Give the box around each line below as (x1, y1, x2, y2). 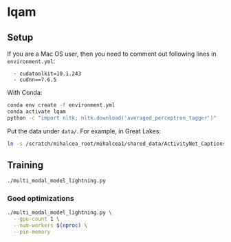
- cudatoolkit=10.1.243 (13, 70, 81, 77)
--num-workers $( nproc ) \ (13, 222, 88, 229)
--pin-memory (13, 228, 51, 236)
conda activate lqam (7, 108, 67, 115)
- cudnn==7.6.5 (13, 76, 57, 83)
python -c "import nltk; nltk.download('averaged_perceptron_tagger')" (7, 114, 217, 121)
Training (7, 159, 44, 170)
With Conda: (7, 89, 43, 96)
